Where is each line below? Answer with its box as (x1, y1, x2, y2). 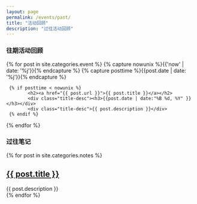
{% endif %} (8, 111, 39, 117)
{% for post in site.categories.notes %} (6, 151, 103, 159)
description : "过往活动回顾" (6, 25, 74, 32)
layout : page (6, 8, 39, 15)
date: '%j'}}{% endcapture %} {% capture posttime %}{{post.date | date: (6, 67, 187, 74)
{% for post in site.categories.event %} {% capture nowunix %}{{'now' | (6, 61, 184, 68)
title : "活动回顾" (6, 20, 49, 26)
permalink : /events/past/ (6, 14, 71, 20)
